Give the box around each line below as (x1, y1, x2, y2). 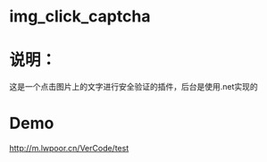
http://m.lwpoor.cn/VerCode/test (9, 143, 129, 154)
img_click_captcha (9, 6, 151, 27)
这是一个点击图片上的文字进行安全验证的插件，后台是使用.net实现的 (9, 81, 259, 92)
